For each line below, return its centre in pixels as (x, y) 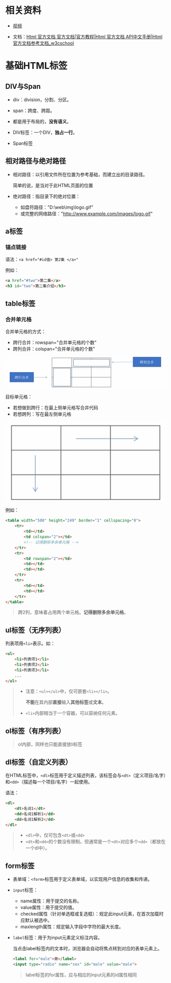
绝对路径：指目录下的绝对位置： (46, 196)
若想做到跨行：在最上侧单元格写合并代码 (55, 408)
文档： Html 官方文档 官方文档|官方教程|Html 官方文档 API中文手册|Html (88, 36)
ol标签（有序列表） (35, 731)
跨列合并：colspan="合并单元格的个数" (54, 349)
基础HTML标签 (36, 66)
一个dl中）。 (38, 848)
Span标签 (23, 143)
